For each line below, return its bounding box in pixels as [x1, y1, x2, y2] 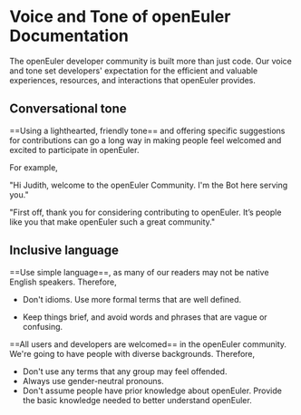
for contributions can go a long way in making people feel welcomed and [9, 134, 282, 146]
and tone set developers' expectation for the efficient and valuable [9, 65, 258, 76]
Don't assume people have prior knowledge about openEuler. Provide [22, 385, 283, 396]
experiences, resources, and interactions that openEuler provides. [9, 74, 257, 85]
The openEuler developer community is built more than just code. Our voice [9, 55, 292, 66]
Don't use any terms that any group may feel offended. [22, 365, 228, 377]
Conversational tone [9, 101, 127, 117]
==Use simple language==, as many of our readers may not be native [9, 266, 269, 277]
